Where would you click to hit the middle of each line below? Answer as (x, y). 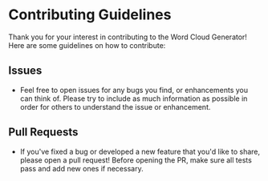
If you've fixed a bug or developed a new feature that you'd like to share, (140, 151)
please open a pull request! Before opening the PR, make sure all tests (136, 160)
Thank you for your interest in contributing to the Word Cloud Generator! (128, 37)
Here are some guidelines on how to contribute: (87, 45)
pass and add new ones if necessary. (81, 168)
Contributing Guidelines (90, 15)
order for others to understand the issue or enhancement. (115, 107)
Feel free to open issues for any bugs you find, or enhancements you (134, 90)
